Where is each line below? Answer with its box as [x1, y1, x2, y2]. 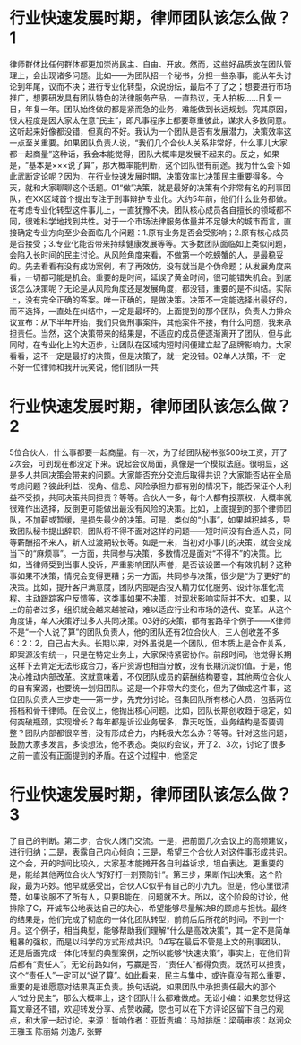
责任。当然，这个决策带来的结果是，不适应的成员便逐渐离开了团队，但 [16, 328, 276, 338]
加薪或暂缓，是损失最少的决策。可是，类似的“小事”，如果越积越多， [32, 514, 284, 525]
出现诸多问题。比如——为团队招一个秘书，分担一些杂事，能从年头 [39, 69, 284, 81]
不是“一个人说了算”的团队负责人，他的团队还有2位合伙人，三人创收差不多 [9, 626, 280, 637]
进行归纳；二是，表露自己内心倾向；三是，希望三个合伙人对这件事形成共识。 [9, 846, 292, 857]
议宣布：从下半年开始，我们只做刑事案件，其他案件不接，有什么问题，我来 [9, 316, 284, 328]
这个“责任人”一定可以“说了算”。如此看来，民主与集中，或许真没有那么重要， [9, 970, 290, 980]
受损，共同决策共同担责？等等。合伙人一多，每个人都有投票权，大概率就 [24, 491, 292, 503]
